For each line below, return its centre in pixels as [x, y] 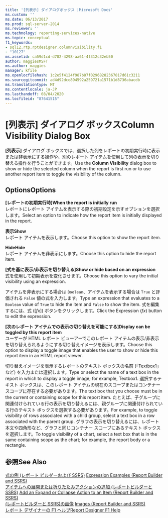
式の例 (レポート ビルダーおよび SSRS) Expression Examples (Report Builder [84, 475]
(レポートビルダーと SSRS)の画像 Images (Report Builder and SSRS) [75, 503]
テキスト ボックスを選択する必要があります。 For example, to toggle [88, 410]
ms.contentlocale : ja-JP [31, 89]
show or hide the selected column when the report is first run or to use [78, 169]
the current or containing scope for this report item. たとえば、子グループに [83, 397]
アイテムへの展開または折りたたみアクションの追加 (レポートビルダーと [79, 487]
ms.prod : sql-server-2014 [32, 24]
